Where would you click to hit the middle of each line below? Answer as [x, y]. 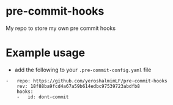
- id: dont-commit [43, 97]
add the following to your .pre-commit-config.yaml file [83, 70]
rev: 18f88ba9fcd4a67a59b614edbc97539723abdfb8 [78, 86]
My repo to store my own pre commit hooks [61, 28]
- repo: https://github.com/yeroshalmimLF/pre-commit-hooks [86, 81]
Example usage [46, 53]
